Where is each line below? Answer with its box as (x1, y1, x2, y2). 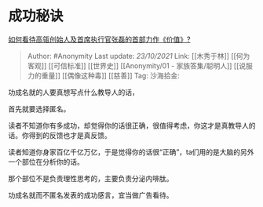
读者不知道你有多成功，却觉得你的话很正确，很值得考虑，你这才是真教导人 (8, 121, 249, 130)
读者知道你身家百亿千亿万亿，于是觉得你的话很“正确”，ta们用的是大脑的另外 (8, 147, 254, 157)
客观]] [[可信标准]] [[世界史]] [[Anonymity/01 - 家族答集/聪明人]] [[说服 (27, 60, 254, 71)
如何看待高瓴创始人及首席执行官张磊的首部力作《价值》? (8, 34, 191, 44)
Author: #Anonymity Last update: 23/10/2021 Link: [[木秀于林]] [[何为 (27, 51, 250, 60)
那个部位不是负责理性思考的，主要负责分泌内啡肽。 (8, 173, 174, 183)
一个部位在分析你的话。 (8, 157, 84, 166)
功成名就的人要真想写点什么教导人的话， (8, 87, 139, 96)
